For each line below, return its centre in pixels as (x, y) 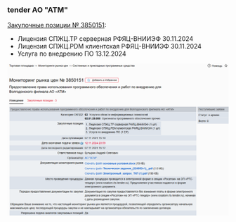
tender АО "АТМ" (38, 10)
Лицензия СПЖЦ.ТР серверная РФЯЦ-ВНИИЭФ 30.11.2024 (105, 39)
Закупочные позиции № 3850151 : (57, 25)
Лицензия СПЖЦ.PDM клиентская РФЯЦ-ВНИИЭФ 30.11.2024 (110, 47)
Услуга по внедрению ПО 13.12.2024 (72, 54)
